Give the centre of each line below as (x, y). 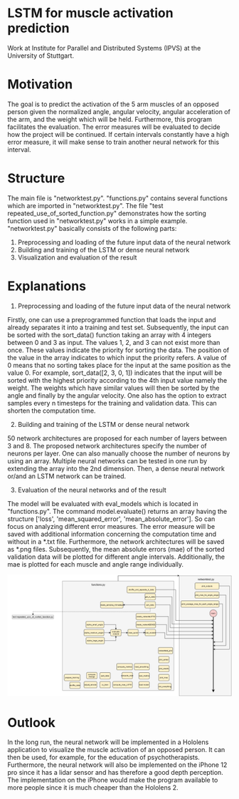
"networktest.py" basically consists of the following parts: (92, 228)
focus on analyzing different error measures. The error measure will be (111, 526)
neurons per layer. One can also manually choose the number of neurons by (118, 453)
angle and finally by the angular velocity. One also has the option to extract (117, 395)
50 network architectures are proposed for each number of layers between (117, 438)
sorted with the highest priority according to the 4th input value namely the (117, 380)
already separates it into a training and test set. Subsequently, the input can (118, 327)
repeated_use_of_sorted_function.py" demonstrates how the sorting (107, 213)
